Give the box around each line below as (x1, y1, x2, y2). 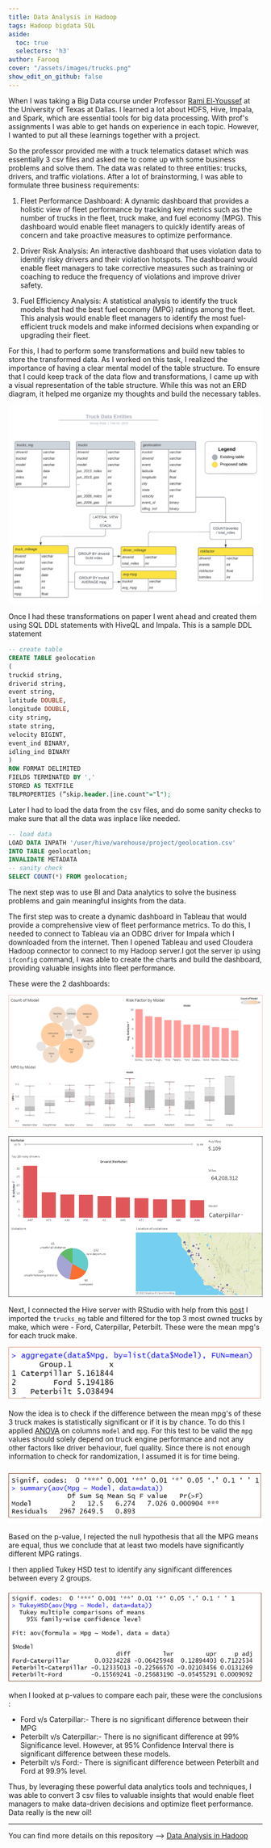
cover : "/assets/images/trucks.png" (8, 65, 131, 73)
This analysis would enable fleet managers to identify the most (19, 313, 229, 322)
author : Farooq (8, 56, 60, 64)
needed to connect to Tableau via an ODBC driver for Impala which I (8, 929, 236, 938)
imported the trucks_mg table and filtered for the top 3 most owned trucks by (8, 1314, 263, 1324)
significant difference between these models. (19, 1749, 171, 1758)
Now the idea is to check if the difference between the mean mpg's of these (8, 1408, 262, 1418)
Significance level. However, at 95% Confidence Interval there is (19, 1741, 235, 1749)
